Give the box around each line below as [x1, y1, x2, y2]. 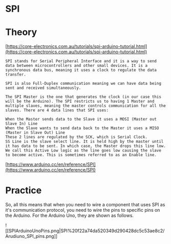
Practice [5, 185, 42, 197]
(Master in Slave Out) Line [5, 130, 66, 135]
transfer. [5, 72, 27, 77]
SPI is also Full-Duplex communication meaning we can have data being [5, 81, 161, 86]
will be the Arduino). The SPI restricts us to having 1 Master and [5, 99, 155, 104]
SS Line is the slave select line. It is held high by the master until [5, 139, 164, 144]
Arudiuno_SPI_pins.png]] [5, 233, 58, 239]
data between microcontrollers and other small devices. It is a [5, 63, 147, 68]
